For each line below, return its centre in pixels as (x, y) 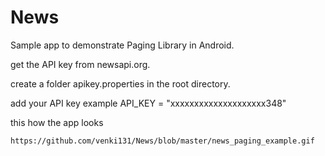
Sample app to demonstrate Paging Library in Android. (122, 45)
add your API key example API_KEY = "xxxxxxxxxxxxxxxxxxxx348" (148, 103)
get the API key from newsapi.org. (80, 64)
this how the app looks (57, 122)
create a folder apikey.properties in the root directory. (120, 83)
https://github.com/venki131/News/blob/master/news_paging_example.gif (162, 141)
